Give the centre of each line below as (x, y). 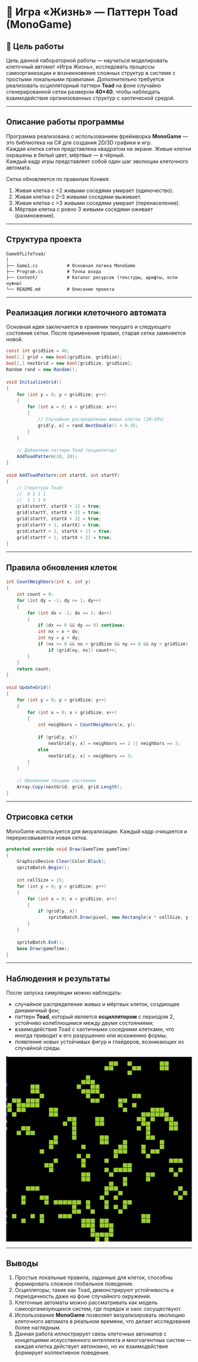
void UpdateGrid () (29, 688)
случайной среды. (38, 1048)
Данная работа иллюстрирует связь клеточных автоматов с (90, 1334)
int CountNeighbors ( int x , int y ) (49, 582)
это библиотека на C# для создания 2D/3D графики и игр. (79, 142)
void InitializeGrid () (34, 382)
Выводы (22, 1263)
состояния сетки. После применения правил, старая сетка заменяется (96, 333)
